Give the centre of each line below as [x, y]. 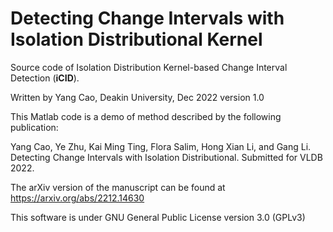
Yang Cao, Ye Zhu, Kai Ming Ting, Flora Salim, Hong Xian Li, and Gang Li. [161, 146]
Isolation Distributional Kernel [136, 39]
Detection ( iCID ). [45, 78]
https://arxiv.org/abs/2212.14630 [77, 198]
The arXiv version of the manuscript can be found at [118, 187]
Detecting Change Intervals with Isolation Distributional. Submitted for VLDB [166, 157]
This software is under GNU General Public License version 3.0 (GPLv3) [158, 217]
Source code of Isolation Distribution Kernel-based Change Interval [149, 67]
